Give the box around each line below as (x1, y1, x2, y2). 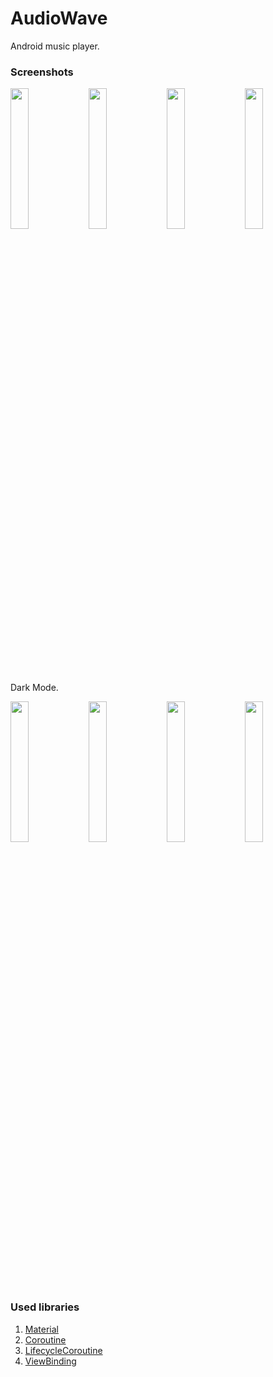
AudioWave (10, 7, 108, 30)
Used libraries (10, 1300, 80, 1314)
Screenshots (10, 65, 74, 79)
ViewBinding (24, 1355, 77, 1367)
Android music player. (10, 40, 100, 52)
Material (24, 1323, 59, 1335)
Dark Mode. (10, 682, 59, 694)
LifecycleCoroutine (24, 1344, 103, 1356)
